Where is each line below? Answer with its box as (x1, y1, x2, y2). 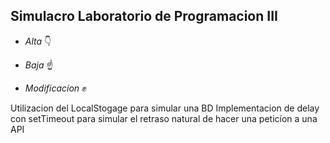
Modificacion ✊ (24, 82, 87, 94)
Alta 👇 (24, 35, 52, 47)
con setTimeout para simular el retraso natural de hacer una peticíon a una (10, 112, 318, 124)
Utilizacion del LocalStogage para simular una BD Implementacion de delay (10, 102, 320, 114)
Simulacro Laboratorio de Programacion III (10, 8, 278, 25)
